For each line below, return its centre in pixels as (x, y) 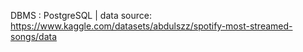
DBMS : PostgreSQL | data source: (81, 15)
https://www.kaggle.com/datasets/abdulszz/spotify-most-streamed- (151, 26)
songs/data (34, 36)
